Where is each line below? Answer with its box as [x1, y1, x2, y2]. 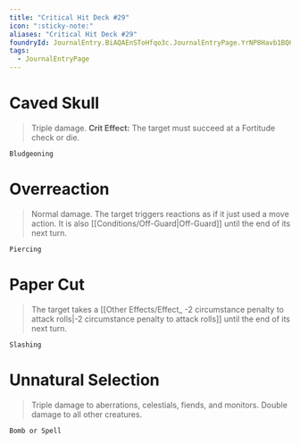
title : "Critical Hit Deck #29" [9, 13, 129, 22]
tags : [9, 46, 29, 55]
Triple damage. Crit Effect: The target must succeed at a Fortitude [30, 122, 276, 133]
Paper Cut [9, 274, 85, 295]
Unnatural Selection [9, 370, 160, 390]
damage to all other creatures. [30, 408, 143, 420]
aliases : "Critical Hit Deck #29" [9, 29, 138, 38]
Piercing [9, 245, 42, 254]
